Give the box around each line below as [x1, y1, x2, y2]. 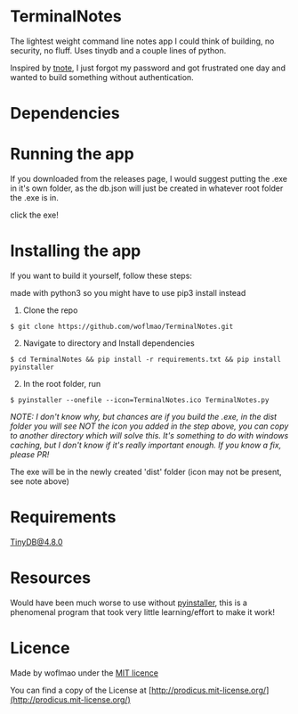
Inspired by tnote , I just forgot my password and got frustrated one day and [10, 62, 286, 73]
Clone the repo [22, 305, 78, 316]
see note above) [10, 476, 70, 487]
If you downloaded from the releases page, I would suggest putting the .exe [10, 174, 288, 185]
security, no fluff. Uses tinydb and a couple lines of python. [10, 45, 227, 55]
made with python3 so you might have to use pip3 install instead [10, 288, 246, 298]
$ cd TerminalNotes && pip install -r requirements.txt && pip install [10, 355, 281, 364]
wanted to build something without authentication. [10, 71, 194, 82]
